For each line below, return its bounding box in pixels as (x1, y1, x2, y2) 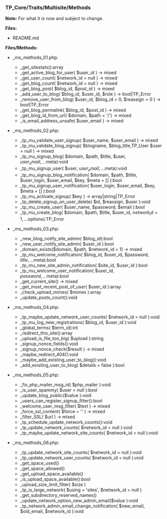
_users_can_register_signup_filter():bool (20, 398, 103, 404)
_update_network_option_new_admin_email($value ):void (20, 497, 138, 503)
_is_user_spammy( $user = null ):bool (20, 387, 98, 393)
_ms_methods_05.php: (12, 372, 59, 378)
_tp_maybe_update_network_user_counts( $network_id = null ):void (20, 314, 160, 320)
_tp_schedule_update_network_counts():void (20, 419, 113, 425)
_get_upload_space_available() (20, 471, 84, 477)
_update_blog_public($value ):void (20, 392, 92, 398)
